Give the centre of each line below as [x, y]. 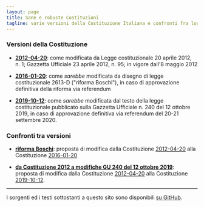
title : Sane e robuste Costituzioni [53, 18]
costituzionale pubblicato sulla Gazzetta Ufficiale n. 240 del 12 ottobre [103, 107]
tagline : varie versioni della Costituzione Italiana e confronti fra [97, 23]
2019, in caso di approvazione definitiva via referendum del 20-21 [97, 114]
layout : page [23, 12]
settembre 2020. [36, 120]
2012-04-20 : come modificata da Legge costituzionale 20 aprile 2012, [104, 58]
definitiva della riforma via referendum [63, 89]
